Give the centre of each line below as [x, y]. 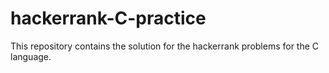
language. [31, 56]
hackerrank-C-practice [108, 18]
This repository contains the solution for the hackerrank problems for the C [165, 46]
